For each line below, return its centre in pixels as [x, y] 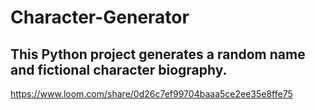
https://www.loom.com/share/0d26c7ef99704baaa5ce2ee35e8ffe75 [151, 94]
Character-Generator [100, 17]
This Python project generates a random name [158, 54]
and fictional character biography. [119, 69]
